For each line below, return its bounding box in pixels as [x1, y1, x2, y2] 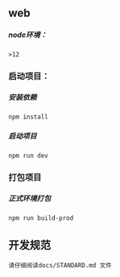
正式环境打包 [8, 193, 51, 203]
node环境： [8, 30, 48, 39]
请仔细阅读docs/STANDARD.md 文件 [8, 261, 112, 269]
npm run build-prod [8, 214, 74, 222]
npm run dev [8, 152, 48, 160]
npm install [8, 113, 48, 122]
